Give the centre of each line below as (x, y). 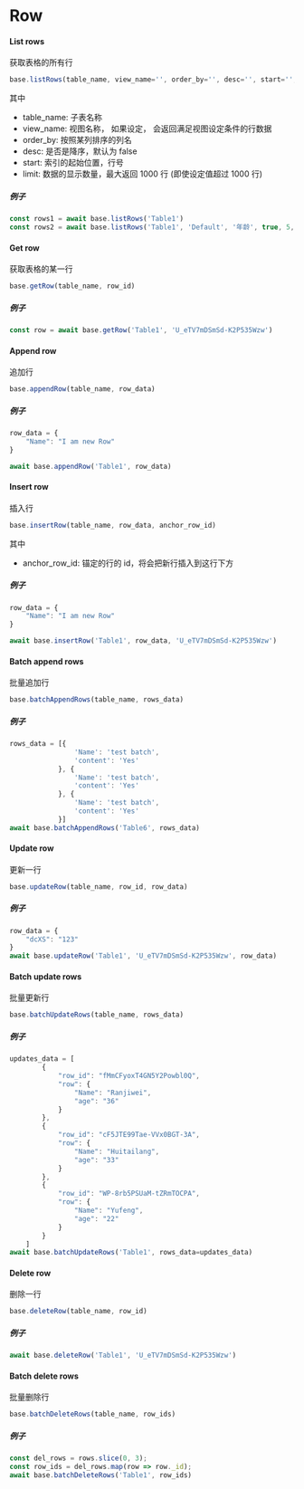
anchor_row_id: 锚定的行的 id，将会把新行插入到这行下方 (128, 563)
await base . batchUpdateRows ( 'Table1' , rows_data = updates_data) (131, 1253)
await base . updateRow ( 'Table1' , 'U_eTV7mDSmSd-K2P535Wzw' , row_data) (143, 956)
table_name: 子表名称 (62, 118)
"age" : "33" (96, 1160)
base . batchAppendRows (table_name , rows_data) (96, 700)
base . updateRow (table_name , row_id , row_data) (99, 887)
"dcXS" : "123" (52, 939)
